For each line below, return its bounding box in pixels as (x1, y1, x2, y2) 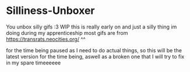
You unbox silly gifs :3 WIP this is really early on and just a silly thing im (6, 23, 177, 30)
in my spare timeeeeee (6, 59, 61, 66)
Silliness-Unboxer (6, 4, 95, 17)
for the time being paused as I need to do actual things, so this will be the (6, 46, 182, 53)
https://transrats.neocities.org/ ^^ (6, 35, 86, 42)
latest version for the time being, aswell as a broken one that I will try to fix (6, 53, 185, 60)
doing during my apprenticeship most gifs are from (6, 29, 128, 36)
